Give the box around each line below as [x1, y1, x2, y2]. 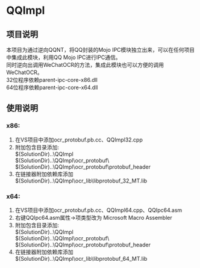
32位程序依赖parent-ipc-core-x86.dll [6, 76, 98, 83]
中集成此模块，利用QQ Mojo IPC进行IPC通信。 [6, 54, 121, 61]
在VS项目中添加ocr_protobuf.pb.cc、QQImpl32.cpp [14, 136, 143, 143]
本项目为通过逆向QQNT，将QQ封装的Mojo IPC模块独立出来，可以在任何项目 [6, 46, 195, 53]
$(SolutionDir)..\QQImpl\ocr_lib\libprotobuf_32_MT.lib [14, 177, 148, 184]
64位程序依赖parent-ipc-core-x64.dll [6, 84, 98, 91]
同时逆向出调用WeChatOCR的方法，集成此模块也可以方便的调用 [6, 61, 164, 68]
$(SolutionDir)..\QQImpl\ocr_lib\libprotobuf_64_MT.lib [14, 255, 148, 262]
